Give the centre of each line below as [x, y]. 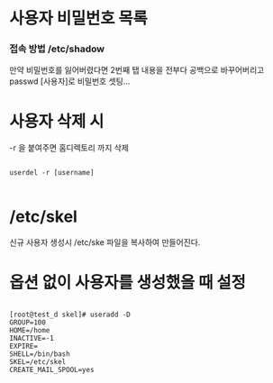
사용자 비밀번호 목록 [79, 18]
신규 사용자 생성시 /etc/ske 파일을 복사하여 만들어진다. [105, 242]
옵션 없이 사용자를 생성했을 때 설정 [127, 283]
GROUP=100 [28, 323]
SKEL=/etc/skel [38, 362]
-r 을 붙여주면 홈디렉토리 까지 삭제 [69, 148]
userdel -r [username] [52, 173]
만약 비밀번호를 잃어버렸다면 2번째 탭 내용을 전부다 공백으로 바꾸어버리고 [137, 70]
